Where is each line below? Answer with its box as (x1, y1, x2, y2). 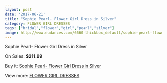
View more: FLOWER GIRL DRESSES (5, 73, 80, 78)
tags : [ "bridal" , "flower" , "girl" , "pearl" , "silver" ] (5, 26, 114, 31)
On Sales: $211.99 (5, 53, 43, 59)
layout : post (5, 7, 32, 12)
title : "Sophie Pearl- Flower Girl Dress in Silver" (5, 16, 117, 21)
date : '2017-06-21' (5, 12, 46, 17)
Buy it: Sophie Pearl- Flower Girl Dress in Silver (5, 63, 101, 69)
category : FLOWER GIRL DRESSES (5, 21, 70, 26)
